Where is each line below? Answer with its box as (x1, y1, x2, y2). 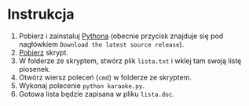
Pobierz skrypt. (18, 48, 68, 57)
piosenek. (18, 64, 51, 73)
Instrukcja (7, 5, 75, 23)
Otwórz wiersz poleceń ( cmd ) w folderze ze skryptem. (18, 72, 192, 82)
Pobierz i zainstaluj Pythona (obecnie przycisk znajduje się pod (18, 31, 224, 41)
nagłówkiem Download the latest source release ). (18, 39, 185, 48)
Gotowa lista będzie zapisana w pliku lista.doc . (18, 89, 174, 98)
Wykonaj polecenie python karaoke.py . (18, 80, 145, 90)
